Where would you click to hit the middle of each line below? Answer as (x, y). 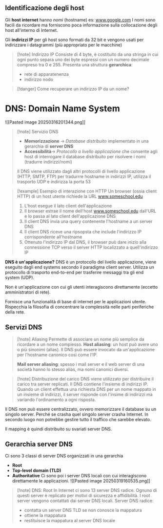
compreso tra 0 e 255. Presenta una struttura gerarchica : (75, 64)
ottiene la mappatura (45, 515)
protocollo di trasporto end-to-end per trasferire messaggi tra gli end (74, 272)
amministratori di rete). (28, 292)
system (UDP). (20, 277)
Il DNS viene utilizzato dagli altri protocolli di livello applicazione (81, 171)
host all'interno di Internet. (31, 30)
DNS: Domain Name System (63, 108)
